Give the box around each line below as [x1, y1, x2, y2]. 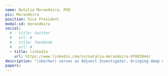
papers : [5, 63, 21, 68]
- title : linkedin [9, 49, 48, 54]
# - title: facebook [9, 40, 52, 45]
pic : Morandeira [5, 12, 39, 17]
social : [5, 26, 21, 31]
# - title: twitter [9, 30, 50, 35]
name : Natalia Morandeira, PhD [5, 7, 70, 12]
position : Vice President [5, 16, 59, 21]
